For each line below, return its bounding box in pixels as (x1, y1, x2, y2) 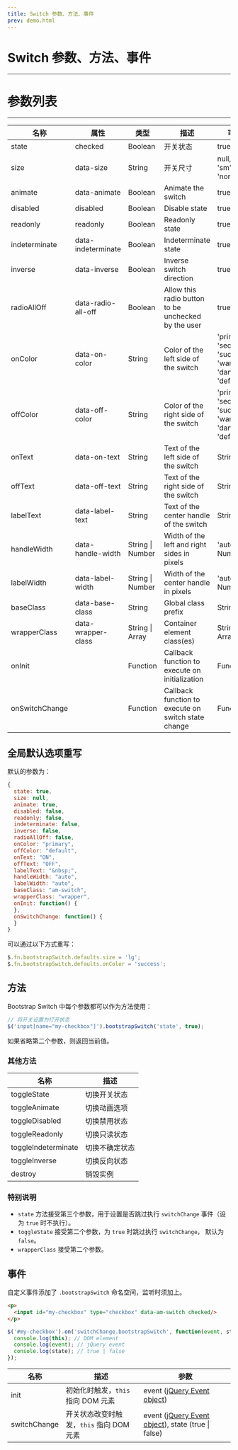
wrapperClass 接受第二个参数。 (17, 1245, 108, 1254)
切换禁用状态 (84, 1116, 128, 1126)
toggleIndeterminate (11, 1142, 79, 1152)
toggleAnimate (11, 1102, 59, 1112)
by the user (164, 320, 202, 330)
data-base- (74, 598, 115, 608)
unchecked (164, 312, 202, 321)
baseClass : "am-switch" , (13, 886, 87, 894)
